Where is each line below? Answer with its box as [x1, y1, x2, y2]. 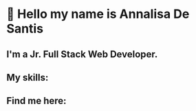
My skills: [6, 72, 49, 83]
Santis [6, 21, 44, 37]
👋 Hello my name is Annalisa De [6, 6, 190, 22]
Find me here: [6, 95, 67, 107]
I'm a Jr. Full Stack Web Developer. [6, 48, 158, 60]
